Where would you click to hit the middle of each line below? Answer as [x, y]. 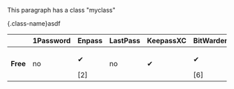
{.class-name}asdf [34, 23]
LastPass [125, 41]
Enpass [90, 41]
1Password [52, 41]
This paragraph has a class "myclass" [62, 10]
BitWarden [211, 41]
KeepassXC [167, 41]
